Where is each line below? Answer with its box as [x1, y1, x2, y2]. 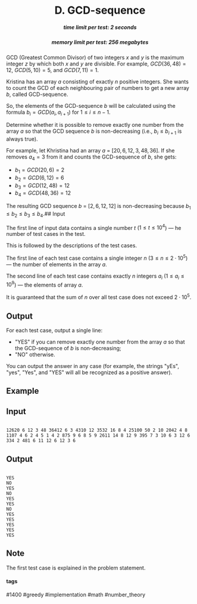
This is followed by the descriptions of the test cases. [6, 242, 137, 249]
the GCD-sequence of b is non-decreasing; [14, 344, 121, 351]
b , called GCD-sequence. [6, 91, 68, 98]
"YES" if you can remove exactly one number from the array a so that [14, 338, 186, 345]
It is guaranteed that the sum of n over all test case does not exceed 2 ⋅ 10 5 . [6, 292, 192, 301]
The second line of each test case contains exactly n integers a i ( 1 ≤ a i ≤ [6, 272, 185, 281]
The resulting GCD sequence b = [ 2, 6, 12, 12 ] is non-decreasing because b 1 [6, 203, 191, 211]
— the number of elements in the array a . [6, 261, 107, 268]
